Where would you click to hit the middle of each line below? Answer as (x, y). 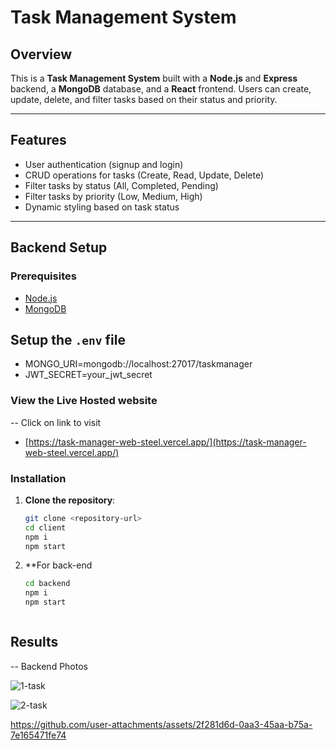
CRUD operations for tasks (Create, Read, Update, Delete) (144, 175)
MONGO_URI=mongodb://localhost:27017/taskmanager (138, 364)
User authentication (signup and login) (104, 164)
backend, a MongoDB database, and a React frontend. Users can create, (161, 89)
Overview (41, 54)
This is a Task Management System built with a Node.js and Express (154, 78)
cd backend (47, 584)
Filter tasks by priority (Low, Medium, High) (113, 196)
